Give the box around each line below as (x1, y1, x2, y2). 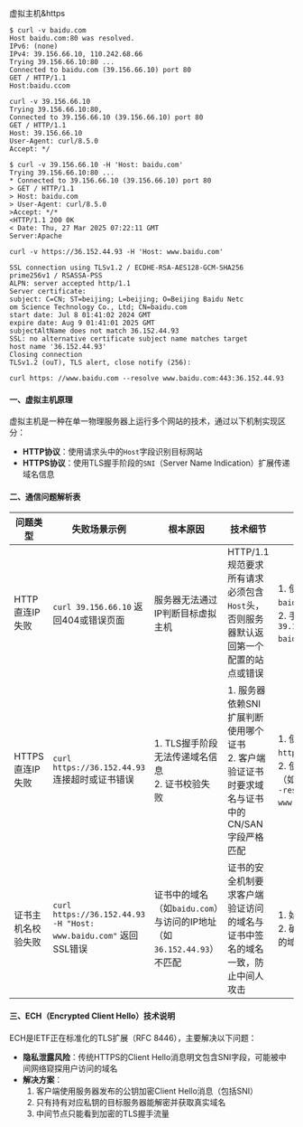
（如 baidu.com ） (153, 902, 219, 915)
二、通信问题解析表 (9, 491, 81, 502)
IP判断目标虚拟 (153, 607, 217, 620)
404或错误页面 (61, 614, 125, 626)
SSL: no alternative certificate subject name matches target (9, 334, 248, 343)
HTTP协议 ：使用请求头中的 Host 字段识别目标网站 (22, 446, 203, 457)
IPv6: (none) (9, 42, 59, 51)
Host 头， (226, 599, 264, 612)
